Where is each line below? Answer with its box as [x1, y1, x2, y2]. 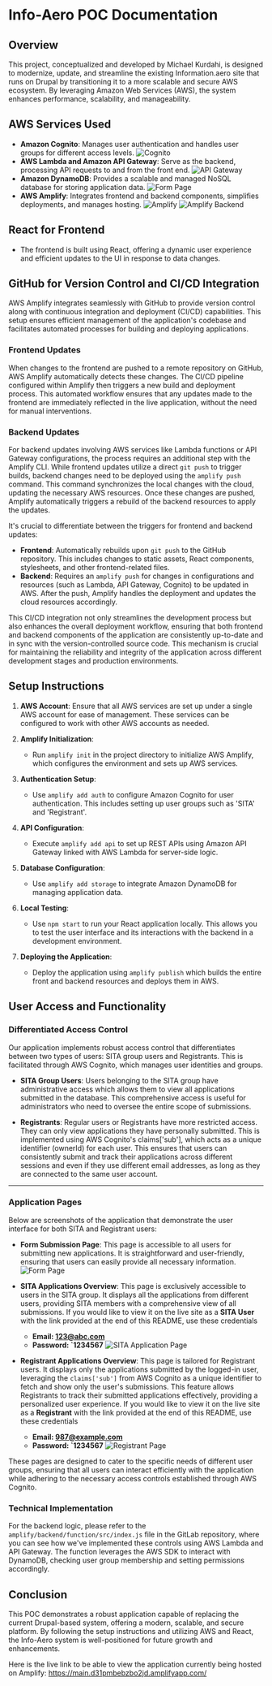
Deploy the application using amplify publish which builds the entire [32, 967, 261, 977]
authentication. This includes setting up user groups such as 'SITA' [32, 798, 255, 808]
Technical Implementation [8, 1502, 113, 1514]
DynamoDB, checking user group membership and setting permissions [8, 1555, 245, 1565]
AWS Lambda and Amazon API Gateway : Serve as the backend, [19, 156, 236, 166]
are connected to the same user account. [19, 1169, 158, 1178]
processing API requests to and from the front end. [19, 165, 190, 175]
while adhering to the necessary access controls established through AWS [8, 1473, 257, 1483]
